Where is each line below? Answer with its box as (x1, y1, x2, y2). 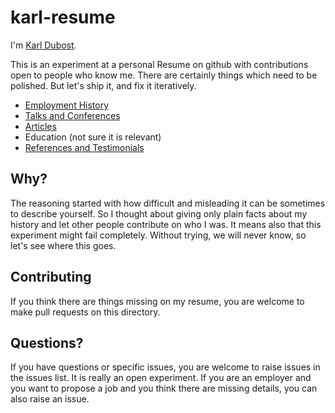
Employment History (24, 99, 110, 111)
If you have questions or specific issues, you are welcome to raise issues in (10, 361, 321, 373)
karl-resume (10, 6, 116, 29)
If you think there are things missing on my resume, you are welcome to (10, 295, 305, 307)
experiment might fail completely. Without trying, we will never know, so (10, 229, 307, 241)
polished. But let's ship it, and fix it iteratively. (10, 79, 197, 91)
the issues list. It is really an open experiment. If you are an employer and (10, 372, 312, 384)
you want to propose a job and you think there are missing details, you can (10, 382, 318, 395)
